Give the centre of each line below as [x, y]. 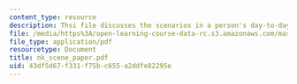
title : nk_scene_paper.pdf [59, 58]
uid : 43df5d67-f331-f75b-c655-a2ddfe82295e [91, 66]
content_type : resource [53, 17]
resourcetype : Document [53, 50]
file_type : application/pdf [61, 42]
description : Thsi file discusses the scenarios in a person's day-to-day [150, 25]
